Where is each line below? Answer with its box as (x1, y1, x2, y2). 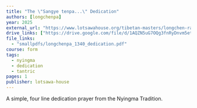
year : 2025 (6, 19, 33, 25)
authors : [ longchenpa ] (6, 14, 62, 20)
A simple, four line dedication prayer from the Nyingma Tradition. (6, 95, 163, 102)
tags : (6, 52, 19, 58)
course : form (6, 47, 38, 53)
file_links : (6, 36, 35, 41)
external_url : (6, 25, 41, 31)
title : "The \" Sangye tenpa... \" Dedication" (6, 8, 119, 15)
